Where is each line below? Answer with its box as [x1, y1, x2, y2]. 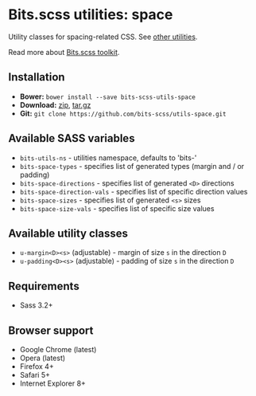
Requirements [8, 279, 80, 292]
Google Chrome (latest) [19, 345, 97, 354]
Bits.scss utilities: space [8, 6, 173, 24]
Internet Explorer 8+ [19, 378, 86, 388]
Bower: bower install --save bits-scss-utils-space [19, 92, 196, 101]
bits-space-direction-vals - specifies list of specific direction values [19, 186, 248, 196]
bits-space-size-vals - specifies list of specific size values [19, 203, 215, 213]
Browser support [8, 323, 94, 337]
